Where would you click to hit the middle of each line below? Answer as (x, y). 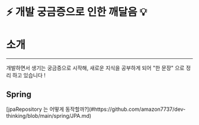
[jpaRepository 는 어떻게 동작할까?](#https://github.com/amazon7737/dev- (96, 109)
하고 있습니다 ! (29, 75)
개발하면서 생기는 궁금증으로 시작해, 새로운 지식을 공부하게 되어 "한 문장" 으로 (95, 68)
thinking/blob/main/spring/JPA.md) (49, 116)
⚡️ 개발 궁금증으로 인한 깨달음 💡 (77, 12)
